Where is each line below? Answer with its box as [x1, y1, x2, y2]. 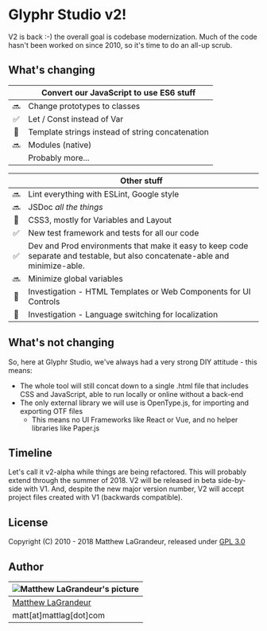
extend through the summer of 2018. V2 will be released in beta [8, 476, 216, 485]
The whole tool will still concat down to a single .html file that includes [19, 380, 249, 391]
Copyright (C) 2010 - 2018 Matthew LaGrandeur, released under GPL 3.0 [8, 537, 246, 547]
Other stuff [120, 175, 163, 186]
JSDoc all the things [28, 201, 103, 212]
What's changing [8, 64, 95, 77]
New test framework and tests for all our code [28, 227, 199, 238]
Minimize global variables [28, 273, 123, 284]
